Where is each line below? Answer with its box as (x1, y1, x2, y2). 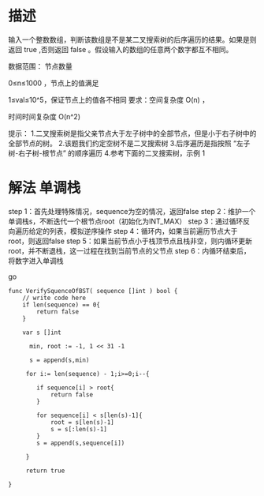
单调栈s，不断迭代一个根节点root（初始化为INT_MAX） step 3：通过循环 (8, 216, 244, 226)
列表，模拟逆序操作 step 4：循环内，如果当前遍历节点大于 (49, 226, 238, 235)
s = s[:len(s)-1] (50, 425, 108, 433)
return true (25, 467, 65, 475)
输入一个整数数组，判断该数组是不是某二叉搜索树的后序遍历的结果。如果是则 (8, 35, 257, 44)
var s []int (22, 329, 61, 336)
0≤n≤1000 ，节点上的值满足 (8, 78, 99, 88)
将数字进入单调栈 (8, 256, 64, 265)
